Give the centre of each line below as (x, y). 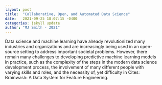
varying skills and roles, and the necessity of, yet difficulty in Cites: (72, 72)
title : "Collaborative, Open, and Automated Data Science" (68, 14)
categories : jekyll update (33, 23)
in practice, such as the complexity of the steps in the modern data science (81, 62)
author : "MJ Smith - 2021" (33, 28)
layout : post (18, 9)
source (12, 52)
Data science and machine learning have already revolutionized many (75, 41)
